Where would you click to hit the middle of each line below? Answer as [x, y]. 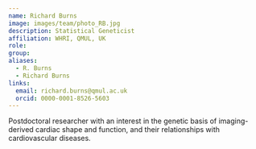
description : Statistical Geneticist [72, 31]
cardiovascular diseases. [50, 139]
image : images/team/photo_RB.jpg [64, 23]
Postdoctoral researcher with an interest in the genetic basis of [113, 121]
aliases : [23, 61]
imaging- [233, 121]
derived [21, 130]
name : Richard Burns [43, 16]
